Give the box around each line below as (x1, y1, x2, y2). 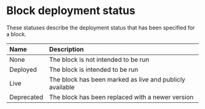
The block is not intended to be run (49, 55, 149, 64)
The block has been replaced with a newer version (49, 92, 194, 101)
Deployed (9, 65, 37, 73)
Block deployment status (6, 4, 135, 18)
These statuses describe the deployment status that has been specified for (6, 24, 195, 31)
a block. (6, 30, 26, 37)
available (49, 83, 75, 91)
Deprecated (9, 92, 44, 101)
